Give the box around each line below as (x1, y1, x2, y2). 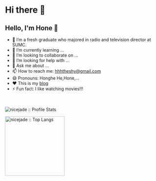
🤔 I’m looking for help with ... (12, 58, 70, 63)
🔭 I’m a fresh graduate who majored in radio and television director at (12, 37, 151, 42)
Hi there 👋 (5, 4, 45, 16)
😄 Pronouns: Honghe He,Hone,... (12, 75, 79, 81)
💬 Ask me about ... (12, 63, 49, 68)
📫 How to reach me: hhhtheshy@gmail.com (12, 68, 101, 74)
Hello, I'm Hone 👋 (5, 24, 58, 32)
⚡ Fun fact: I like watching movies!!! (12, 86, 83, 92)
